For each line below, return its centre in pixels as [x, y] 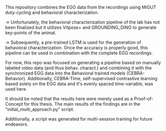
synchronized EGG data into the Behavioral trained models [65, 73]
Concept [14, 104]
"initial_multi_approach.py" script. [40, 109]
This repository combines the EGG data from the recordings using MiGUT [81, 7]
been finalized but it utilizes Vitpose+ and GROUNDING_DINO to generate [81, 27]
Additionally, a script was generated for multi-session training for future [79, 119]
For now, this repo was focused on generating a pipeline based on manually [83, 63]
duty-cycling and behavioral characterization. [52, 12]
